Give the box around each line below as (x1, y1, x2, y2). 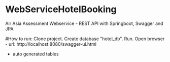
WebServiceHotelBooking (5, 4, 117, 15)
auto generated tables (12, 51, 59, 57)
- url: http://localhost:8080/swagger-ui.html (5, 41, 96, 47)
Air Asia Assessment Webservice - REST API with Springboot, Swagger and (5, 20, 163, 26)
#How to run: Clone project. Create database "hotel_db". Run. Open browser (5, 36, 165, 42)
